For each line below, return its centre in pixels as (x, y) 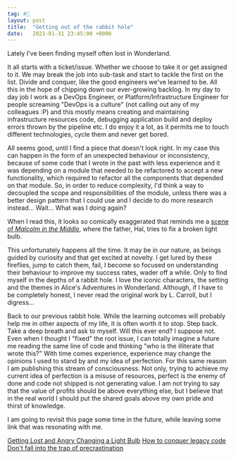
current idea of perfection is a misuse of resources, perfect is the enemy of (117, 376)
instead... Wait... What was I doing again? (67, 208)
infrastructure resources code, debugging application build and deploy (110, 120)
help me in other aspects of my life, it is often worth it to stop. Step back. (113, 324)
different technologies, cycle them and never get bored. (88, 134)
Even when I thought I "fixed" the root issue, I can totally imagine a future (113, 339)
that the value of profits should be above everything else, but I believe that (115, 391)
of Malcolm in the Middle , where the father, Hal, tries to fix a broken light (112, 229)
